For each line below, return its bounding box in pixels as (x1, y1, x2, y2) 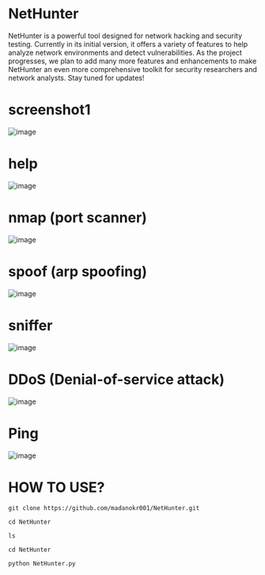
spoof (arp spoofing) (8, 262, 148, 280)
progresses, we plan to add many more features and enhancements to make (8, 56, 257, 66)
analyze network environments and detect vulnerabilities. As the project (8, 48, 243, 57)
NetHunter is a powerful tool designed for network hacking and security (8, 31, 243, 40)
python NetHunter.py (8, 560, 77, 568)
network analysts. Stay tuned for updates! (8, 73, 145, 82)
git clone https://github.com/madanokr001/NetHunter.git (8, 505, 200, 512)
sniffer (8, 316, 53, 334)
